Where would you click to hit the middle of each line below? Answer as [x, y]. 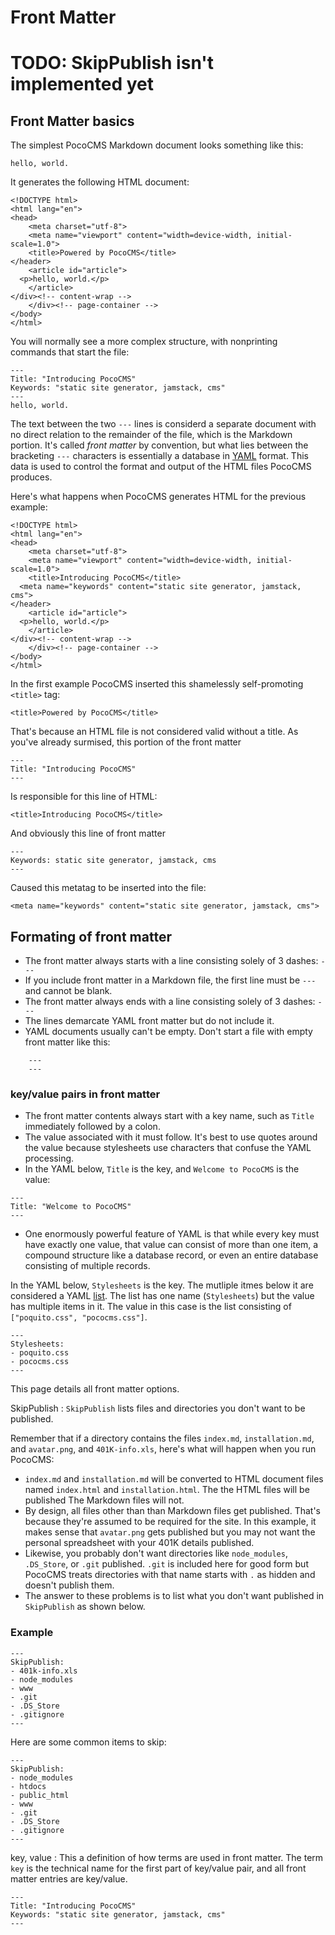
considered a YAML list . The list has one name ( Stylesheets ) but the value [162, 1296]
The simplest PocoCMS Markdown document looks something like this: [157, 145]
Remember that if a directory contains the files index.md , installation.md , [162, 1438]
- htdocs [28, 1786]
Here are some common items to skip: [88, 1742]
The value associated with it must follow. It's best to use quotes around [171, 1137]
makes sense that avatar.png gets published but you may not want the [170, 1532]
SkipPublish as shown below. [85, 1607]
